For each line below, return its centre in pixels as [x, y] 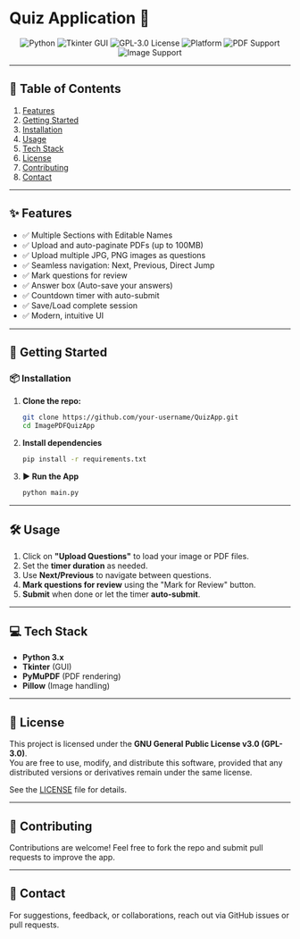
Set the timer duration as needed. [85, 566]
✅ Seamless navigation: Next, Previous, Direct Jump [118, 265]
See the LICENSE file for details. [68, 790]
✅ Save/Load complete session [80, 305]
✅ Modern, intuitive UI [63, 315]
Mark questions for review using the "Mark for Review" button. [139, 584]
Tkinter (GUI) [47, 667]
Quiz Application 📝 [79, 18]
